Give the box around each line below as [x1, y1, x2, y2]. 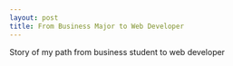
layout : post [9, 13, 59, 23]
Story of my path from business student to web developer [9, 46, 225, 57]
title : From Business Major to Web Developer [9, 22, 184, 31]
